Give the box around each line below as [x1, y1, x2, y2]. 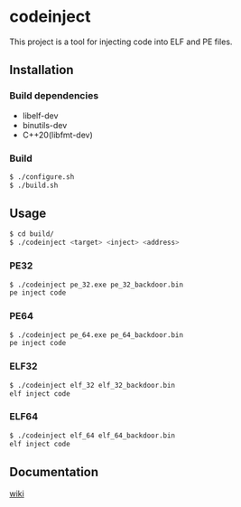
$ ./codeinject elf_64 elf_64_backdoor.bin [9, 431, 176, 440]
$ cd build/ [9, 230, 54, 239]
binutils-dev [22, 119, 68, 130]
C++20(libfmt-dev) [22, 129, 93, 140]
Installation [9, 62, 74, 78]
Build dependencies [9, 89, 99, 102]
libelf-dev [22, 110, 59, 121]
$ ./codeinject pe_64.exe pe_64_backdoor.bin [9, 330, 183, 340]
